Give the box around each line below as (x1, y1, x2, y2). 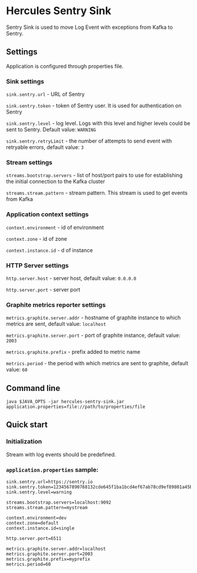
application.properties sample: (6, 465, 98, 473)
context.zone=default (6, 520, 59, 526)
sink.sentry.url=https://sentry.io (6, 479, 93, 485)
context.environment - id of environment (6, 224, 104, 231)
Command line (6, 383, 60, 393)
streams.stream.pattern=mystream (6, 505, 88, 511)
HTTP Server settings (6, 261, 69, 269)
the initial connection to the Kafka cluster (6, 178, 106, 185)
